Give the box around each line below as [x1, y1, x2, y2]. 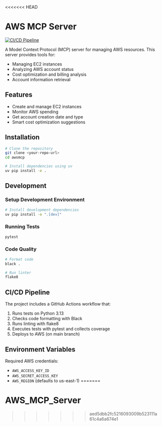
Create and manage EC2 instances [12, 103, 81, 109]
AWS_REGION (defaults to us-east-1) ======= [12, 377, 101, 383]
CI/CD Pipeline [5, 288, 50, 296]
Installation [5, 133, 40, 141]
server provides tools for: [5, 51, 56, 57]
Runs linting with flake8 [12, 321, 59, 327]
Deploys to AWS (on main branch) [12, 331, 80, 337]
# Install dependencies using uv [5, 164, 73, 169]
